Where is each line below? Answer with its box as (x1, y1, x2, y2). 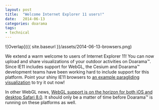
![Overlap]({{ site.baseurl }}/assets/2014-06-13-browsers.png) (5, 44, 132, 49)
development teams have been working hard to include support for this (5, 69, 149, 74)
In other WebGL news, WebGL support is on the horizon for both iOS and (5, 89, 153, 95)
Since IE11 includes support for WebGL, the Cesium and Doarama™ (5, 64, 140, 70)
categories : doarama (5, 21, 48, 26)
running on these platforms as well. (5, 100, 77, 105)
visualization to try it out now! (5, 79, 65, 85)
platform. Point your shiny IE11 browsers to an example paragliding (5, 74, 140, 80)
